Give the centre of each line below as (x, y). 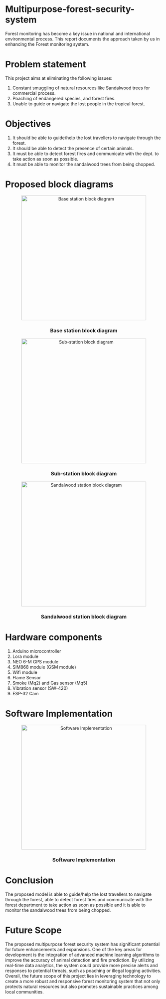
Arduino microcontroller (37, 651)
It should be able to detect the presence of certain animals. (73, 148)
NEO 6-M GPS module (35, 662)
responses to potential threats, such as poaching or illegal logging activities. (83, 971)
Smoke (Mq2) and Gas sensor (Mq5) (50, 683)
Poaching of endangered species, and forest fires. (64, 98)
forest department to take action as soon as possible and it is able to (76, 905)
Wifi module (25, 672)
